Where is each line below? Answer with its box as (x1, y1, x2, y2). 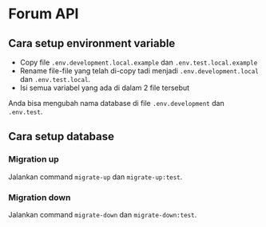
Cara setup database (8, 130, 114, 143)
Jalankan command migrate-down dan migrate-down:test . (8, 209, 197, 219)
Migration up (8, 154, 59, 165)
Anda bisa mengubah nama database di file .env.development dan (8, 99, 225, 108)
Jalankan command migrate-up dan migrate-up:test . (8, 172, 183, 182)
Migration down (8, 192, 71, 203)
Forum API (8, 5, 79, 23)
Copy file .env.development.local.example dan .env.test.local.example (19, 57, 258, 67)
